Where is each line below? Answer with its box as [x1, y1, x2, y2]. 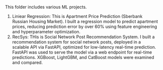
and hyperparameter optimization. [12, 29, 81, 34]
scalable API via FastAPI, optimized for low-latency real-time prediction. [12, 44, 156, 50]
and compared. [12, 60, 43, 65]
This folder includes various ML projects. [5, 4, 87, 10]
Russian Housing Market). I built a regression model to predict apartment [12, 19, 158, 24]
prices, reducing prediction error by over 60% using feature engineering [12, 24, 157, 29]
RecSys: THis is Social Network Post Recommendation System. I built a [12, 34, 155, 40]
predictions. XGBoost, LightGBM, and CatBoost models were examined [12, 55, 154, 60]
